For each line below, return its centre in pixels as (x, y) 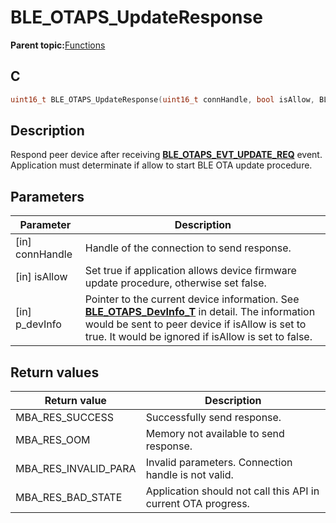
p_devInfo (38, 324)
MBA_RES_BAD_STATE (69, 498)
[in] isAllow (41, 277)
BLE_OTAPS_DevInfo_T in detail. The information (200, 312)
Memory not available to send (215, 434)
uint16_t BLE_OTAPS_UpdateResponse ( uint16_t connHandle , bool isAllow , (162, 99)
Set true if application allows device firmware (190, 271)
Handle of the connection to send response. (188, 248)
